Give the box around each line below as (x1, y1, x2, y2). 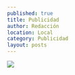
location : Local (7, 29, 53, 36)
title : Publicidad (7, 16, 59, 23)
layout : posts (7, 42, 48, 48)
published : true (7, 10, 53, 17)
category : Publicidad (7, 35, 69, 42)
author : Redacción (7, 22, 59, 29)
